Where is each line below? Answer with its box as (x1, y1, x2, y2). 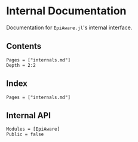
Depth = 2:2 (6, 62, 36, 68)
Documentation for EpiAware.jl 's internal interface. (6, 24, 133, 31)
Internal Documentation (6, 4, 127, 18)
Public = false (6, 131, 44, 138)
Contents (6, 41, 42, 51)
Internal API (6, 110, 51, 121)
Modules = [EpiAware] (6, 126, 60, 132)
